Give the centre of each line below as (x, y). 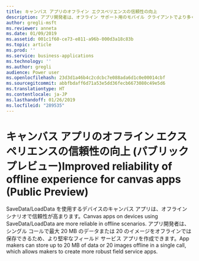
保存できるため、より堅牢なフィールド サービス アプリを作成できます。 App (98, 238)
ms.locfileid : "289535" (36, 105)
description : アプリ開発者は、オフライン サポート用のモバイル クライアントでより (97, 17)
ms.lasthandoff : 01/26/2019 (41, 100)
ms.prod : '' (21, 50)
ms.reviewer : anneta (32, 28)
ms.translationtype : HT (36, 89)
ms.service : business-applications (50, 56)
